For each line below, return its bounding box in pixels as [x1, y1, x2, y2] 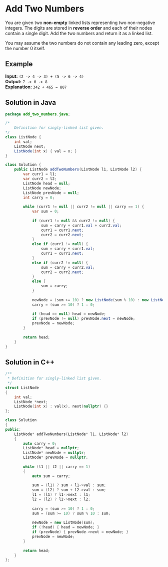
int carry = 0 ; [23, 195, 55, 200]
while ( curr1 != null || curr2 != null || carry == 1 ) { [23, 204, 144, 210]
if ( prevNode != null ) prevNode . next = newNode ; [31, 316, 135, 321]
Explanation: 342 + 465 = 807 [5, 84, 67, 90]
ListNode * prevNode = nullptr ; [23, 455, 88, 460]
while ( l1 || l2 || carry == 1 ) [23, 464, 91, 469]
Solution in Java [5, 98, 56, 107]
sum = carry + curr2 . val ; [40, 265, 95, 270]
